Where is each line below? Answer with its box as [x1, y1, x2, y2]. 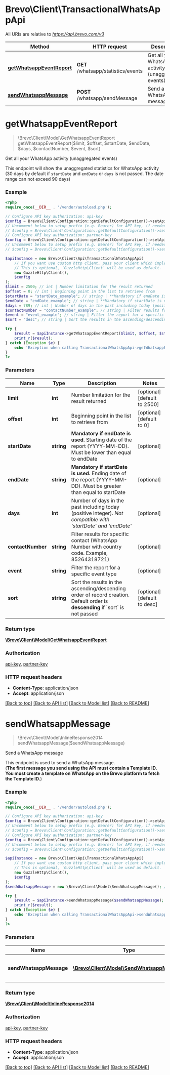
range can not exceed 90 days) [5, 176, 71, 182]
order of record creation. [71, 591, 130, 598]
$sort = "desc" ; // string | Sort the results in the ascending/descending [5, 317, 168, 322]
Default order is [71, 597, 108, 604]
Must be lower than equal [71, 449, 132, 456]
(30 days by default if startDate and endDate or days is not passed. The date [5, 171, 164, 177]
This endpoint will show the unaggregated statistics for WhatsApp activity [5, 165, 159, 171]
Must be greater [83, 482, 121, 489]
